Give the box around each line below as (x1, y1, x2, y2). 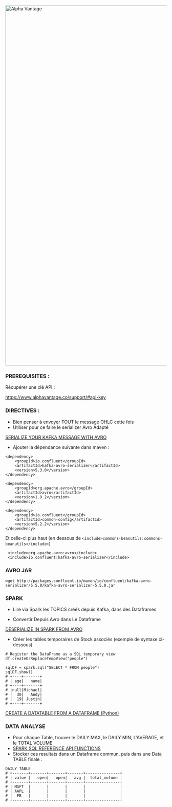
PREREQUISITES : (5, 372, 50, 380)
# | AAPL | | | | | (5, 789, 123, 794)
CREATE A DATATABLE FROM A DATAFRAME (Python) (5, 710, 119, 716)
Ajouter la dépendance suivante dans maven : (12, 444, 110, 450)
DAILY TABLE (5, 766, 31, 772)
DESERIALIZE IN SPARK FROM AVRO (5, 626, 83, 632)
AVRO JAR (5, 567, 32, 574)
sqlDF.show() (5, 670, 33, 675)
